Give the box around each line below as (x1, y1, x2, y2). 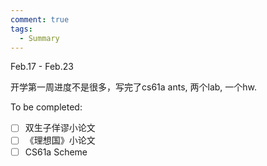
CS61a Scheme (24, 146, 88, 158)
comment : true (10, 14, 70, 25)
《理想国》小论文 (24, 134, 96, 146)
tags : (10, 24, 33, 34)
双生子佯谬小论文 (24, 122, 96, 134)
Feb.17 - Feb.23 (10, 61, 74, 73)
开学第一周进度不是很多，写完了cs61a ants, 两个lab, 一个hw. (10, 81, 258, 93)
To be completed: (10, 101, 83, 113)
